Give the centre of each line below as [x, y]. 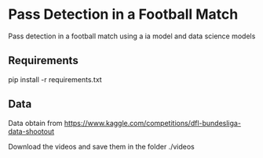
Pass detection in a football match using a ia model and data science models [132, 36]
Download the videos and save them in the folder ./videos [101, 146]
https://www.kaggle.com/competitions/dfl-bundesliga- [153, 123]
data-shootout [31, 131]
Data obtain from [35, 123]
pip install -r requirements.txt [55, 79]
